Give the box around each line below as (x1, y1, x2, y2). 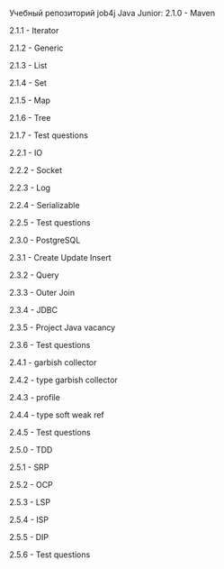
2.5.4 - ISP (9, 514, 49, 525)
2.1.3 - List (9, 60, 48, 70)
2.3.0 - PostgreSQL (9, 234, 81, 245)
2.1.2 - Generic (9, 42, 64, 53)
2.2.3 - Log (9, 182, 51, 193)
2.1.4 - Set (9, 78, 48, 88)
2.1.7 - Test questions (9, 130, 88, 141)
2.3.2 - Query (9, 270, 59, 280)
